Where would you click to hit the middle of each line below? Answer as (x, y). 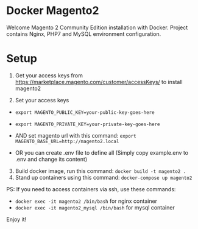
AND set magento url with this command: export (76, 135)
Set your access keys (42, 100)
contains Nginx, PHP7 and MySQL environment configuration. (84, 33)
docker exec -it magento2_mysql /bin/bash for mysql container (95, 207)
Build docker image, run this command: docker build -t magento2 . (101, 171)
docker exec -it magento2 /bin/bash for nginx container (86, 201)
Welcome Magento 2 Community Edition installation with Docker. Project (97, 27)
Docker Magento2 (53, 11)
